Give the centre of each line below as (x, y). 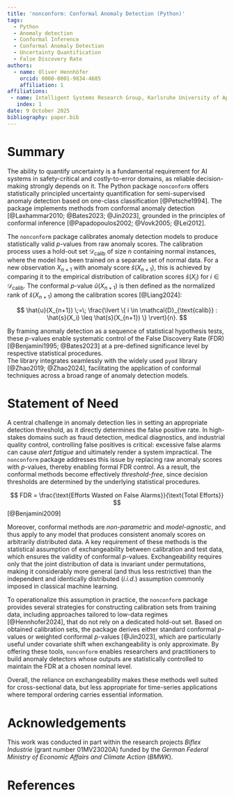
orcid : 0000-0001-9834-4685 (60, 78)
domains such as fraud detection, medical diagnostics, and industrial (126, 438)
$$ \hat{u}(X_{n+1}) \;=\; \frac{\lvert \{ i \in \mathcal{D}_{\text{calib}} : (117, 310)
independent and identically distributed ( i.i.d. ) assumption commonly (106, 579)
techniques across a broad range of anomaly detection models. (98, 375)
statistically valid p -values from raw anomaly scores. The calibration (105, 244)
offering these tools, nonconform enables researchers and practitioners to (111, 651)
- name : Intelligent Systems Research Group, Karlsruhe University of (115, 98)
